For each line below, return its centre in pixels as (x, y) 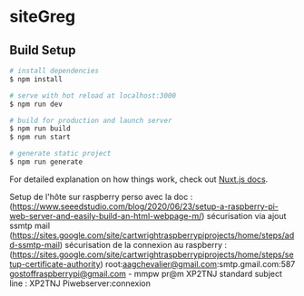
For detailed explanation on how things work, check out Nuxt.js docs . (139, 179)
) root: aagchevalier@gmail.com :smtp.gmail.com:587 (198, 263)
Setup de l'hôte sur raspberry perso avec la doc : (101, 196)
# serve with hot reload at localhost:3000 (93, 95)
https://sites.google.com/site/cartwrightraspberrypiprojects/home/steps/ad (153, 235)
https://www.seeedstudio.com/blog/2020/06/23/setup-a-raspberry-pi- (146, 206)
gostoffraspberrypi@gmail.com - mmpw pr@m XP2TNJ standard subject (146, 273)
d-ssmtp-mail (35, 244)
